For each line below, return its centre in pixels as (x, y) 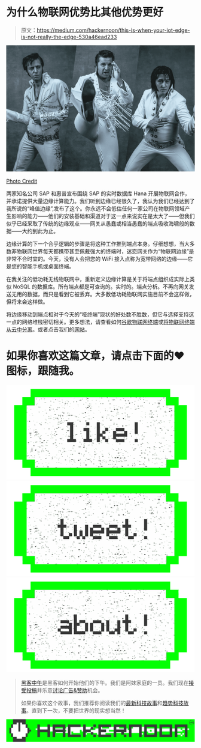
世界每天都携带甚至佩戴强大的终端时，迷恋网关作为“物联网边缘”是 (113, 251)
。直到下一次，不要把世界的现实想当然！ (76, 711)
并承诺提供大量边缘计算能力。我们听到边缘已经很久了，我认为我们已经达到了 (100, 201)
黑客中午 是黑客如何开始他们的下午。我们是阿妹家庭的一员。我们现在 (105, 683)
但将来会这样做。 (27, 302)
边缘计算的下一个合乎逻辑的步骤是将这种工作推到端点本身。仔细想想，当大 (98, 243)
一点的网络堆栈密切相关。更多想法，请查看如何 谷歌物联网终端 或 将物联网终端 (100, 321)
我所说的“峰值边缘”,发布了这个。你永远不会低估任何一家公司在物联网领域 (95, 208)
